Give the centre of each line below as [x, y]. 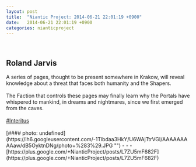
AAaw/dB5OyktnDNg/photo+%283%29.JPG [60, 146]
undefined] [52, 133]
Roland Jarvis [32, 63]
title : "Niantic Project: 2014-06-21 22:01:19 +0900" [74, 17]
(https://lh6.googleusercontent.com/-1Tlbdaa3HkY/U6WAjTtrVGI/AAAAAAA [97, 139]
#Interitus [17, 121]
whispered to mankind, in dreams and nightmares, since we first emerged [94, 102]
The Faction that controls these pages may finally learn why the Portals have [98, 96]
